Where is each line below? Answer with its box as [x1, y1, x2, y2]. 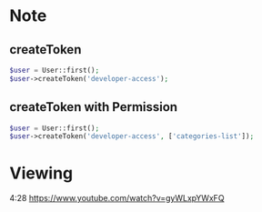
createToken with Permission [9, 99, 178, 115]
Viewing [9, 163, 74, 183]
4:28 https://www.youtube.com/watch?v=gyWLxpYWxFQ [9, 193, 225, 204]
